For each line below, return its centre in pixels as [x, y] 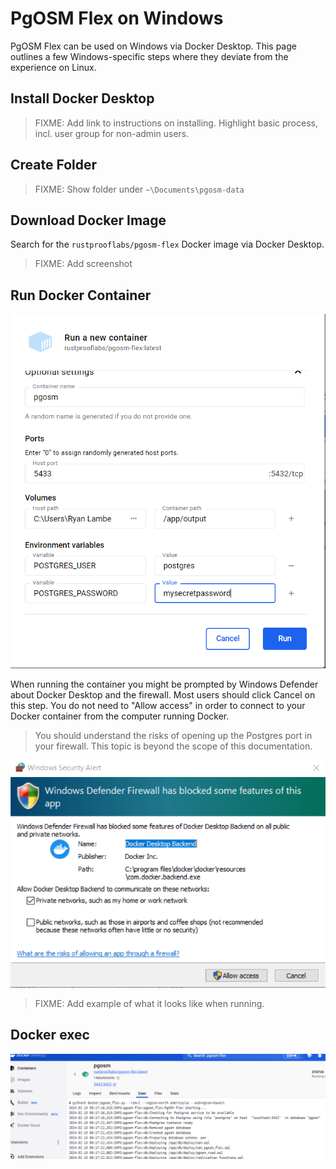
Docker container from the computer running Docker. [120, 716]
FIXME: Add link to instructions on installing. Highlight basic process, [176, 123]
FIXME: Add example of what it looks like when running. [149, 1003]
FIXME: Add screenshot [83, 264]
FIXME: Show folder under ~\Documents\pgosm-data [139, 189]
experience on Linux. [53, 67]
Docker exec [50, 1035]
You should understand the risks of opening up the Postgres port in [173, 736]
